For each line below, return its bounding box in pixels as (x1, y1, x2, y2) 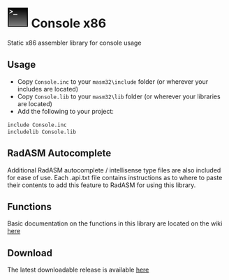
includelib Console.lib (7, 128, 77, 135)
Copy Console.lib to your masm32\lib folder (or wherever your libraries (17, 92, 221, 101)
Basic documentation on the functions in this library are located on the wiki (7, 219, 223, 228)
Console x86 (31, 15, 107, 31)
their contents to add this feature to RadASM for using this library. (7, 181, 196, 189)
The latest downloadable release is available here (7, 265, 149, 274)
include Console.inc (7, 121, 68, 128)
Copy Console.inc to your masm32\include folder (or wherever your (17, 77, 209, 86)
